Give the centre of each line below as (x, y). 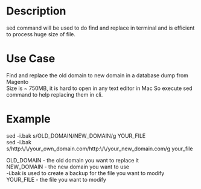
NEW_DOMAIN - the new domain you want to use (68, 167)
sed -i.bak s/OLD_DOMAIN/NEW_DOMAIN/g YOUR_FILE (76, 136)
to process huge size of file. (41, 34)
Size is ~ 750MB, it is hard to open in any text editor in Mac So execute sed (99, 88)
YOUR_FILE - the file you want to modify (56, 179)
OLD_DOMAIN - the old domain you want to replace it (72, 160)
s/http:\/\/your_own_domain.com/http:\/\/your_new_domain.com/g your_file (100, 149)
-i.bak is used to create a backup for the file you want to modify (85, 173)
